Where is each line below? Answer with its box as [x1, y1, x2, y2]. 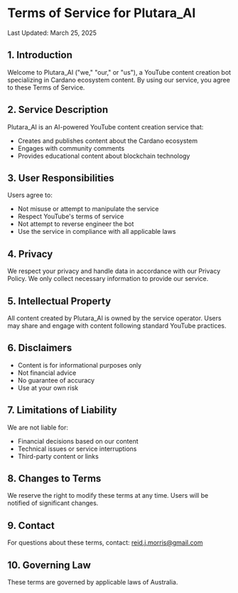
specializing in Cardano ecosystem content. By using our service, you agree [7, 75, 231, 84]
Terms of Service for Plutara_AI [7, 5, 196, 21]
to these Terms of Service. [7, 83, 85, 92]
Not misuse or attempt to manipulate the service [17, 205, 159, 213]
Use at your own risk [17, 383, 79, 392]
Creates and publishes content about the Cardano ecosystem [17, 137, 198, 145]
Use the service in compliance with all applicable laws [17, 228, 176, 236]
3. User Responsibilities [7, 172, 115, 184]
